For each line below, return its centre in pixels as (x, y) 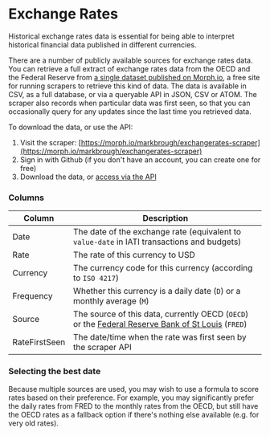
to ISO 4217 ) (96, 278)
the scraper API (102, 348)
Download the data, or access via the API (88, 177)
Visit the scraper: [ (51, 142)
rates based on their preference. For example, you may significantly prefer (131, 397)
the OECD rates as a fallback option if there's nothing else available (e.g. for (134, 414)
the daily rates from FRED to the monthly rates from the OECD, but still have (133, 405)
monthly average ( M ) (111, 301)
